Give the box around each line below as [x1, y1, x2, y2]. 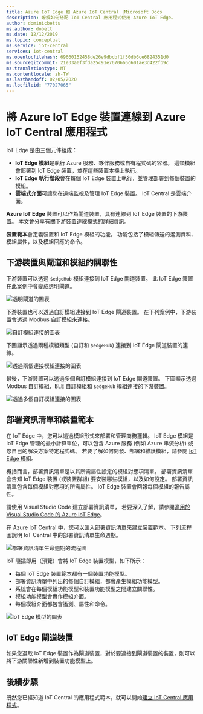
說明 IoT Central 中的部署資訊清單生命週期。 [11, 531, 121, 538]
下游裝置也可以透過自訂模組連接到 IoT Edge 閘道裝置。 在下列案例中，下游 [6, 308, 192, 315]
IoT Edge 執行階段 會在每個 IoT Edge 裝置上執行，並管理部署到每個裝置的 [14, 174, 196, 182]
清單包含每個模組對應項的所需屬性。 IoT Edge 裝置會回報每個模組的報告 [6, 482, 185, 490]
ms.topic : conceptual [6, 37, 61, 43]
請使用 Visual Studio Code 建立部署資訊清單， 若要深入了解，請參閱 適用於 [6, 503, 191, 510]
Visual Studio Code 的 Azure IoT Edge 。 [6, 510, 106, 518]
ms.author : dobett [6, 25, 53, 32]
